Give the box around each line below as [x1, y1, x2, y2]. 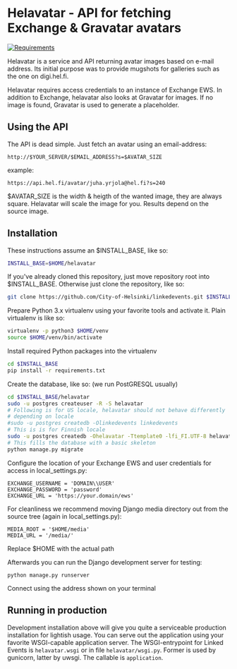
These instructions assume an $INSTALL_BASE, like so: [7, 246, 169, 255]
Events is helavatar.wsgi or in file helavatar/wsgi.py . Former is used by [7, 646, 217, 654]
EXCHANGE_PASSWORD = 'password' [7, 486, 102, 493]
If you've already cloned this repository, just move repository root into [7, 272, 210, 281]
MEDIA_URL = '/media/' [7, 531, 74, 539]
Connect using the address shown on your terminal [7, 584, 157, 592]
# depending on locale [7, 413, 74, 421]
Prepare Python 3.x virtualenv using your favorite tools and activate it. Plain [7, 306, 226, 315]
